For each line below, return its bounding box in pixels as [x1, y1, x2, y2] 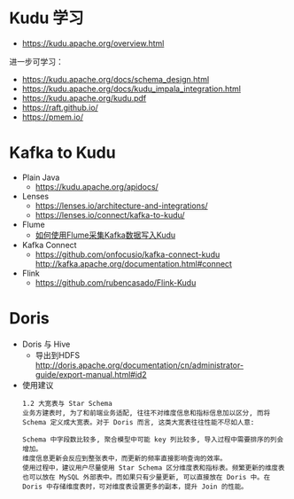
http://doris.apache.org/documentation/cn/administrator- [35, 360, 244, 370]
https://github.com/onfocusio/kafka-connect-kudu [35, 249, 220, 260]
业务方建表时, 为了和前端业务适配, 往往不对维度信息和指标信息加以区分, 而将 [21, 409, 271, 417]
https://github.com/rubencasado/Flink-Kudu [35, 277, 197, 288]
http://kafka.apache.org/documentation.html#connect [35, 258, 233, 269]
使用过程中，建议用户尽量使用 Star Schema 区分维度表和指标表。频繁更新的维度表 [21, 463, 285, 472]
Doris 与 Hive [21, 339, 71, 349]
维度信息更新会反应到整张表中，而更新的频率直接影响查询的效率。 [21, 454, 228, 463]
